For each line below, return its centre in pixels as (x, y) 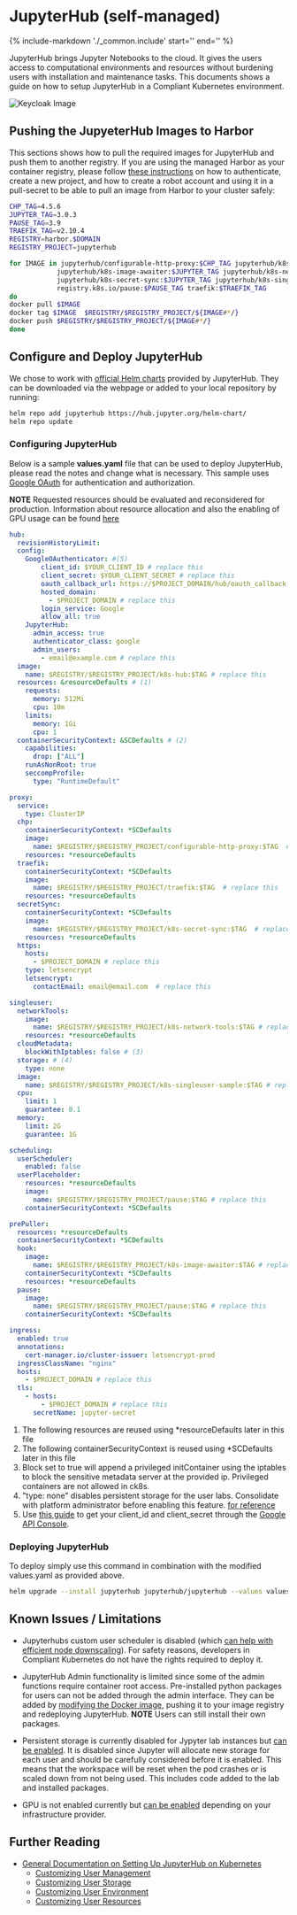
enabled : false (53, 1167)
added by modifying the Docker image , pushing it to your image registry (153, 1704)
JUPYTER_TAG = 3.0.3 (43, 214)
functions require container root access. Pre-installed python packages (152, 1686)
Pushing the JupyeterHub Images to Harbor (132, 131)
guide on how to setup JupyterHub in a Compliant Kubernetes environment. (147, 86)
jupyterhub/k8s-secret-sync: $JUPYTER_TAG (134, 280)
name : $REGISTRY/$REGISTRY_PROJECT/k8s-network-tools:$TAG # (148, 1027)
